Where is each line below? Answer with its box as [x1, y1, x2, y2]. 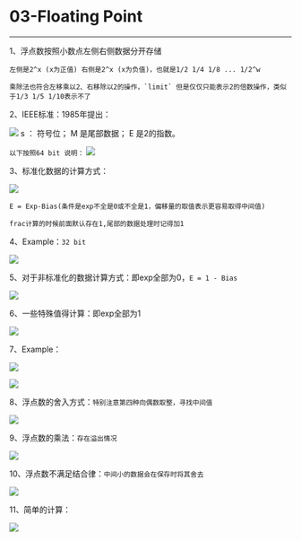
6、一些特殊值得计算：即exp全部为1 [9, 308, 142, 318]
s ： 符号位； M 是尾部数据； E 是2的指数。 [20, 127, 181, 138]
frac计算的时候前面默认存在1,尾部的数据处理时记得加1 [9, 219, 185, 228]
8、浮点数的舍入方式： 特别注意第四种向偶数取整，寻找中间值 [9, 397, 213, 407]
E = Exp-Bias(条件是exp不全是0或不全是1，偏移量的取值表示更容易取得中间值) [9, 202, 266, 211]
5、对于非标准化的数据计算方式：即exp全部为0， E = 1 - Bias [9, 272, 238, 283]
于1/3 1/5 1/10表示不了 [9, 92, 91, 100]
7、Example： [9, 344, 62, 354]
